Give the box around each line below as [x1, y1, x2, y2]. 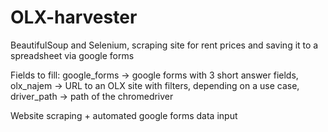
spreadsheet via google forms [10, 49, 135, 61]
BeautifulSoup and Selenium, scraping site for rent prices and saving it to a [10, 39, 319, 51]
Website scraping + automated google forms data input [10, 109, 238, 121]
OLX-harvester [10, 6, 138, 29]
